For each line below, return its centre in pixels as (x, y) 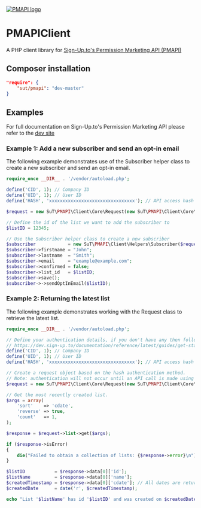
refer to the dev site (31, 133)
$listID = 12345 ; (28, 228)
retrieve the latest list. (33, 318)
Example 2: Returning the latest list (58, 299)
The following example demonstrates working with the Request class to (94, 312)
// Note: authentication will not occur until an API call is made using (100, 378)
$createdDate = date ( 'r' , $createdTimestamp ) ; (72, 488)
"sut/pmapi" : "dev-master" (51, 88)
